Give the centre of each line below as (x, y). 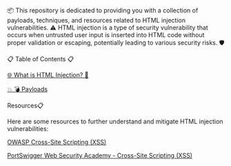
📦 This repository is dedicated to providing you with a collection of (103, 10)
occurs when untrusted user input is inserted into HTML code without (106, 35)
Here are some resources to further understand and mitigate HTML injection (115, 121)
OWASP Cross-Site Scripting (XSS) (57, 142)
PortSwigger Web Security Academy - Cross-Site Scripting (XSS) (100, 155)
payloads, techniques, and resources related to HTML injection (97, 20)
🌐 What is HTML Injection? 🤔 (48, 75)
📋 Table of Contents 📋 (41, 59)
